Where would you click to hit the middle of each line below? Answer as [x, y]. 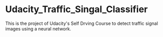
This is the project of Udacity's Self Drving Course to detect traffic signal [82, 23]
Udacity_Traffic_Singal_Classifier [77, 9]
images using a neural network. [38, 28]
